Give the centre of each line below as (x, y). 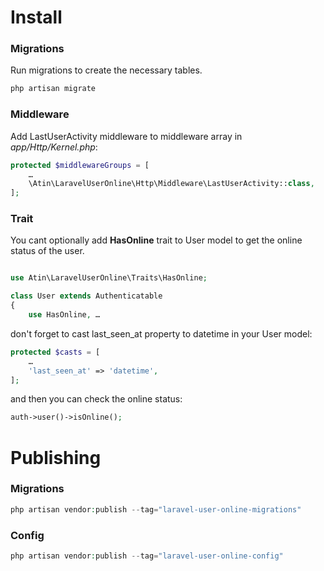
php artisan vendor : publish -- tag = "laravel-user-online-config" (147, 556)
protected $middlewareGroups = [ (80, 165)
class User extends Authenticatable (86, 296)
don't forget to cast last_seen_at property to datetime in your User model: (161, 333)
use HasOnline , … (64, 315)
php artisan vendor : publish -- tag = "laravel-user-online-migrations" (156, 509)
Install (36, 17)
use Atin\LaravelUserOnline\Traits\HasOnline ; (109, 278)
